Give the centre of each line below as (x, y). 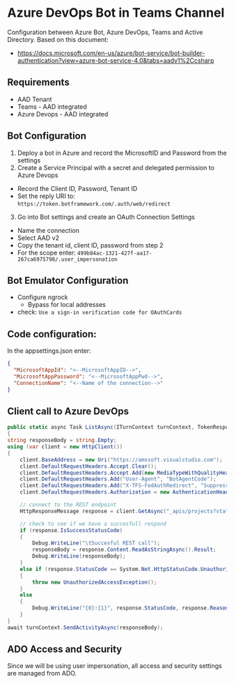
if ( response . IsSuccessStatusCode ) (71, 530)
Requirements (38, 83)
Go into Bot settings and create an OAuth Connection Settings (106, 217)
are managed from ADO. (42, 674)
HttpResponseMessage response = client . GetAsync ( (93, 511)
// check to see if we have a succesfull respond (93, 524)
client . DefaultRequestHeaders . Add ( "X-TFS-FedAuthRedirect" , (109, 486)
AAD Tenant (34, 99)
